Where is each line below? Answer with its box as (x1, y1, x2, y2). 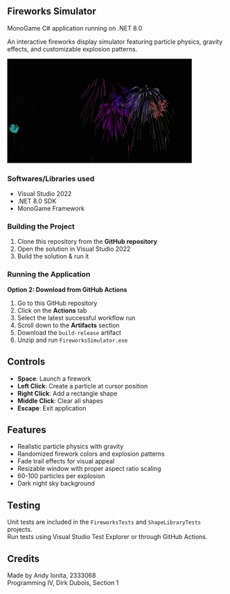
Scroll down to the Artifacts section (17, 321, 120, 329)
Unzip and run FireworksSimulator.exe (17, 336, 128, 344)
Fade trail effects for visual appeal (17, 457, 115, 465)
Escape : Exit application (17, 404, 87, 412)
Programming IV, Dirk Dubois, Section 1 (7, 578, 119, 586)
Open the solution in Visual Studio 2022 (17, 245, 131, 253)
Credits (7, 552, 40, 565)
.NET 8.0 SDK (17, 197, 57, 206)
